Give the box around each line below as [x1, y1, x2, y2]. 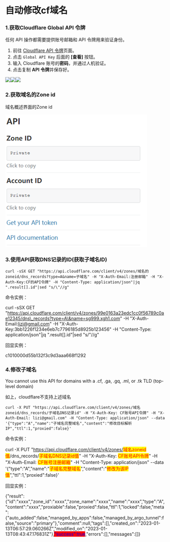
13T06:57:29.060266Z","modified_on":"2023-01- [5, 526, 108, 532]
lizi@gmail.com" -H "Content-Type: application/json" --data [32, 415, 165, 421]
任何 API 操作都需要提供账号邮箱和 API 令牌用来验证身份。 [5, 37, 127, 43]
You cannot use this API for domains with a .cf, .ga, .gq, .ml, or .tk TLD [5, 378, 152, 384]
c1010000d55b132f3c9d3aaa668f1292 [5, 353, 87, 359]
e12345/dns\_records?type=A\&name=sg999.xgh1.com [5, 315, 121, 322]
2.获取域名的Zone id [5, 91, 56, 98]
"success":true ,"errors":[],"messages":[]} [54, 531, 141, 537]
